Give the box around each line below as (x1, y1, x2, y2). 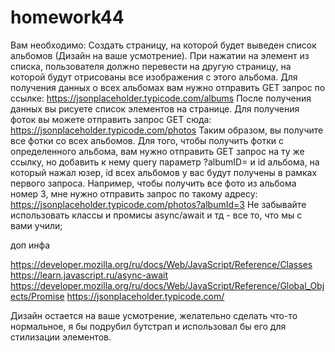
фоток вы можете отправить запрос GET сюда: (10, 113, 212, 125)
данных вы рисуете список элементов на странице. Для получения (10, 102, 300, 115)
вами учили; (10, 219, 63, 231)
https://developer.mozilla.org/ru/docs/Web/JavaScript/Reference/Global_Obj (10, 279, 325, 291)
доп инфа (10, 239, 51, 251)
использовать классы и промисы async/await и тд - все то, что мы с (10, 209, 303, 221)
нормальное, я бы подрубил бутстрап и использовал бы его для (10, 320, 287, 332)
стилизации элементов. (10, 331, 112, 343)
